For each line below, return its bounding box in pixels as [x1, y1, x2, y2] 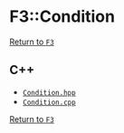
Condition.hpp [22, 88, 76, 97]
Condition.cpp [22, 98, 76, 107]
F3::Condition [9, 6, 116, 27]
